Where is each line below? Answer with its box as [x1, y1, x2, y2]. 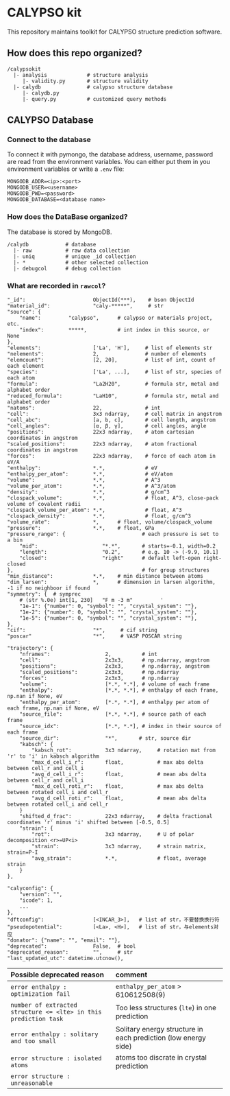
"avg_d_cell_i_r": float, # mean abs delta [31, 771, 207, 778]
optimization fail [10, 990, 71, 998]
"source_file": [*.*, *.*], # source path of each [19, 711, 207, 718]
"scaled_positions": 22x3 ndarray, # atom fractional [7, 441, 197, 447]
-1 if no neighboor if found [7, 585, 90, 592]
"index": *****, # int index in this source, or [19, 327, 210, 334]
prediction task [10, 1015, 64, 1023]
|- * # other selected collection [13, 259, 149, 266]
